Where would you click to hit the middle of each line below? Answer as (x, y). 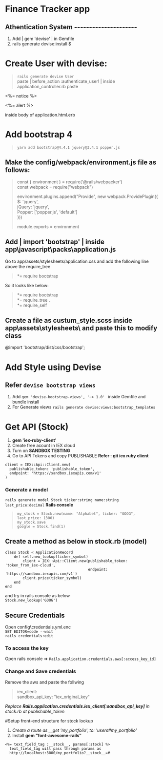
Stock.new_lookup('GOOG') (31, 601)
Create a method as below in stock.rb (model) (76, 541)
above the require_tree (28, 266)
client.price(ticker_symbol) (52, 578)
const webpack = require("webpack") (55, 187)
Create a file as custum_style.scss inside (69, 320)
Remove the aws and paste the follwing (45, 682)
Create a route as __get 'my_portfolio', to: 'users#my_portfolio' (74, 730)
